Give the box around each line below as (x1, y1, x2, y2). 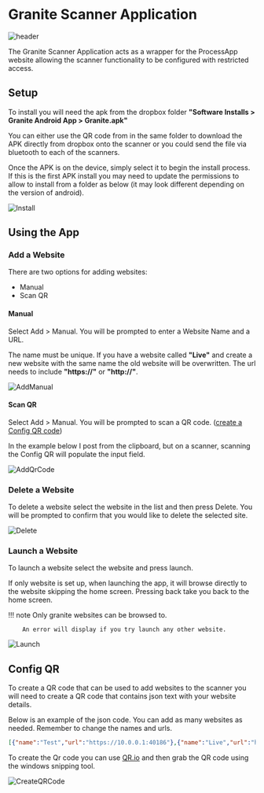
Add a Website (8, 249, 65, 260)
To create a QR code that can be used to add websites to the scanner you (8, 683, 247, 693)
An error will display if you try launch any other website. (22, 625, 226, 634)
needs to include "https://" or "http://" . (8, 367, 138, 376)
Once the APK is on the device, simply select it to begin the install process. (8, 163, 251, 172)
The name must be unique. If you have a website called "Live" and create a (8, 350, 253, 360)
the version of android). (8, 187, 85, 197)
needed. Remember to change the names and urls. (8, 724, 173, 733)
